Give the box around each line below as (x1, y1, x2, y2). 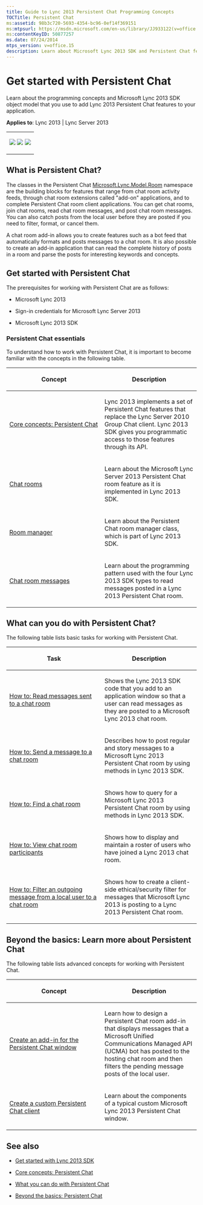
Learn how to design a (105, 1009, 168, 1018)
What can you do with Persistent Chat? (6, 618, 156, 628)
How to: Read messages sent (9, 692, 92, 700)
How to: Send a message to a (9, 748, 92, 756)
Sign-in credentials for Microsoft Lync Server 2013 (14, 308, 141, 315)
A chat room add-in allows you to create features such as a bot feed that (6, 231, 187, 239)
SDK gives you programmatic (105, 427, 187, 436)
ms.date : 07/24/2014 (6, 37, 59, 43)
